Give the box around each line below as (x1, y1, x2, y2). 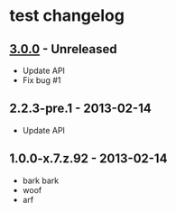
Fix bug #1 (22, 75, 61, 86)
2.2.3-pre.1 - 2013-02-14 (9, 101, 152, 116)
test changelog (9, 5, 125, 26)
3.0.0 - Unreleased (9, 41, 117, 57)
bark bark (22, 175, 60, 186)
